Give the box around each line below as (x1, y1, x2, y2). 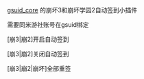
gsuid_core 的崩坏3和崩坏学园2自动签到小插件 (7, 6, 138, 14)
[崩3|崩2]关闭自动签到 (7, 50, 70, 58)
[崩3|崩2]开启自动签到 (7, 35, 70, 43)
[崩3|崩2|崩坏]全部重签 (7, 65, 71, 72)
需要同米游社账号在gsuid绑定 (7, 21, 89, 29)
